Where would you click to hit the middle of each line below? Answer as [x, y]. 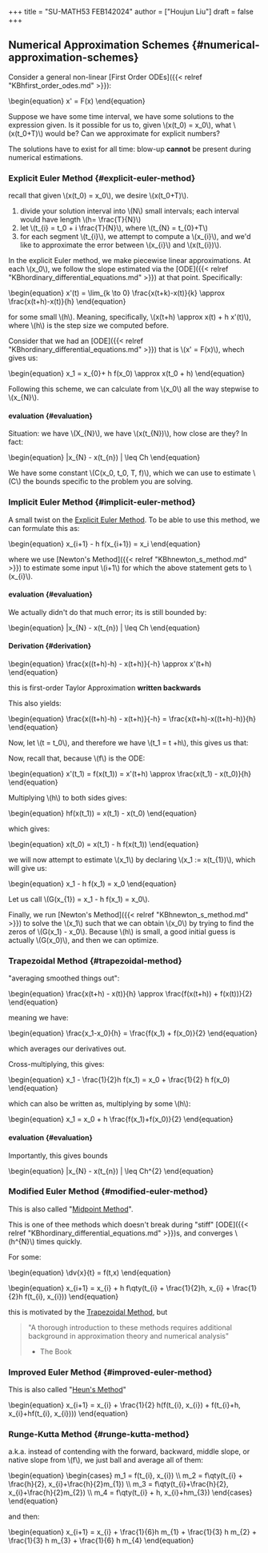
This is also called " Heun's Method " [67, 1390]
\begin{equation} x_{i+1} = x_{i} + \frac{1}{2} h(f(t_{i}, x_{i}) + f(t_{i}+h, [125, 1405]
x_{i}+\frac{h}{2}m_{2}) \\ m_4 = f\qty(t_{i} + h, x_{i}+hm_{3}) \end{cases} [130, 1493]
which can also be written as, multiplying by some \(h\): [100, 1104]
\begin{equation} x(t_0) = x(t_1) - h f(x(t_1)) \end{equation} [104, 844]
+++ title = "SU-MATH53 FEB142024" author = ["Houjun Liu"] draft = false [131, 12]
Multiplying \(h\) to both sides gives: [68, 798]
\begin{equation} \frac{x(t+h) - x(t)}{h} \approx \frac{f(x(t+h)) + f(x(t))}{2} [130, 994]
